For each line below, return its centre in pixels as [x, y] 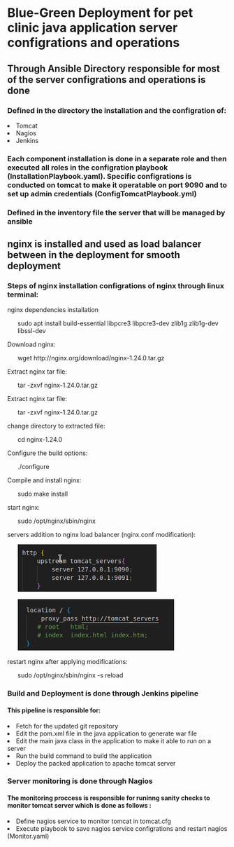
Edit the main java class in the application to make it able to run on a [114, 740]
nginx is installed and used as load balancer [104, 244]
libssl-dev [32, 331]
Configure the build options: [47, 453]
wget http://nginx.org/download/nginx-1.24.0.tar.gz [91, 358]
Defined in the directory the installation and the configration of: [117, 110]
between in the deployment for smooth [94, 255]
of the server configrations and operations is [107, 80]
